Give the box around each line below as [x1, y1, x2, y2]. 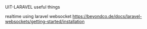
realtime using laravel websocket [5, 14, 72, 19]
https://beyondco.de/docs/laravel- [73, 14, 142, 19]
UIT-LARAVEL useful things [5, 4, 60, 10]
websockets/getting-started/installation [5, 19, 85, 24]
